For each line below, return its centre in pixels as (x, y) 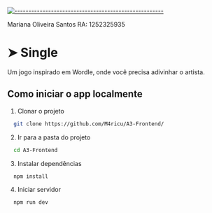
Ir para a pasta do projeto (54, 137)
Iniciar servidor (39, 190)
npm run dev (31, 202)
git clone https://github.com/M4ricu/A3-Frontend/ (89, 124)
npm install (31, 176)
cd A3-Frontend (36, 150)
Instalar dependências (49, 163)
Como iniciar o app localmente (75, 94)
